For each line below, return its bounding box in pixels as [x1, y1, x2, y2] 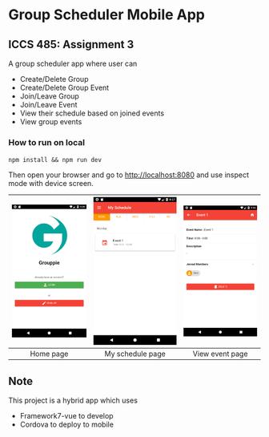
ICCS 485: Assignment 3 [8, 38, 134, 51]
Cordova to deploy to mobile [19, 419, 114, 430]
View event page [192, 349, 248, 358]
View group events [19, 117, 82, 126]
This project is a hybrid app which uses [8, 395, 139, 406]
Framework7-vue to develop [19, 411, 114, 421]
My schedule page [104, 349, 166, 358]
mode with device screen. [8, 179, 94, 188]
